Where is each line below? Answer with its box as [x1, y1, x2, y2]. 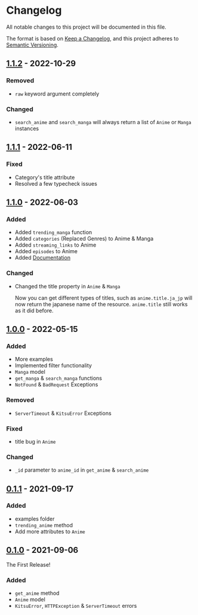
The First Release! [6, 561, 51, 568]
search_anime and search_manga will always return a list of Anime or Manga [14, 118, 192, 125]
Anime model [14, 595, 46, 603]
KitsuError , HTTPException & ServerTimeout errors [14, 602, 137, 609]
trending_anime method [14, 521, 73, 528]
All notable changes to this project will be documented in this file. [6, 23, 167, 30]
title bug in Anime [14, 438, 56, 445]
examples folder [14, 515, 55, 522]
